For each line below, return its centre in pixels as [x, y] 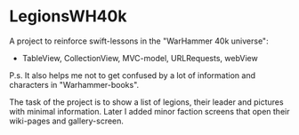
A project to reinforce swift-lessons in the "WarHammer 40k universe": [139, 41]
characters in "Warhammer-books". [74, 84]
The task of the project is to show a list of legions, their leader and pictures [146, 102]
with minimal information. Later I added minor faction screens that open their [149, 111]
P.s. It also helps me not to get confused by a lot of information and [133, 75]
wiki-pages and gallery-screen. [67, 121]
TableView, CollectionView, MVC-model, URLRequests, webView [140, 58]
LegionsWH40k [68, 16]
